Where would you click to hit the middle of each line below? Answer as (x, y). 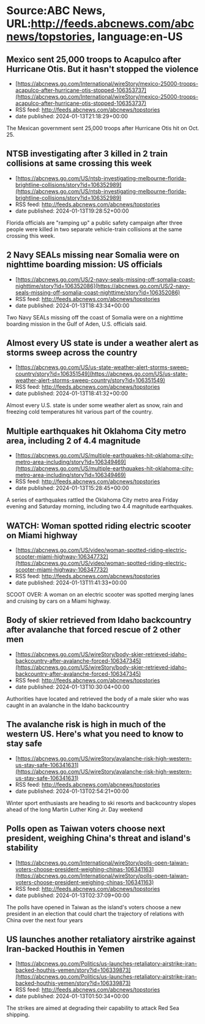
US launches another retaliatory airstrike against (101, 939)
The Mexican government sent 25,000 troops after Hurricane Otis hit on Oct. (103, 128)
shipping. (18, 1015)
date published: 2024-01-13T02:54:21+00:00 (72, 791)
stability (22, 848)
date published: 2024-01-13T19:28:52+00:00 (72, 211)
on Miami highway (42, 535)
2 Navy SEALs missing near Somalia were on (93, 255)
